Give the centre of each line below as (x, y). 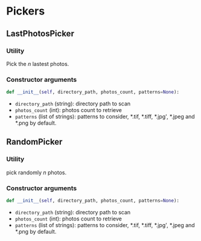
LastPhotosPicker (40, 34)
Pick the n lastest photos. (38, 64)
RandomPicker (34, 142)
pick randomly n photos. (37, 172)
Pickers (26, 11)
